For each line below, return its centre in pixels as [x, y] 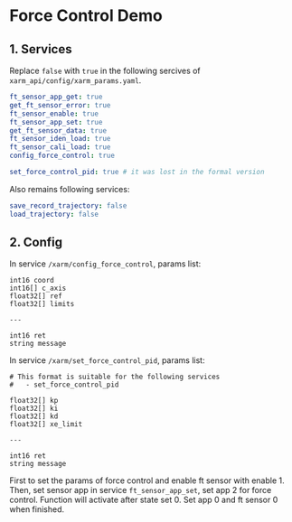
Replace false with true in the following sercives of [105, 70]
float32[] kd [34, 416]
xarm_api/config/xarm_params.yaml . [75, 80]
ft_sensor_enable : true [54, 114]
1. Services [41, 49]
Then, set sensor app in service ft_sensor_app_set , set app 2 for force [141, 490]
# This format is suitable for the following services [115, 377]
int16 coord [32, 281]
